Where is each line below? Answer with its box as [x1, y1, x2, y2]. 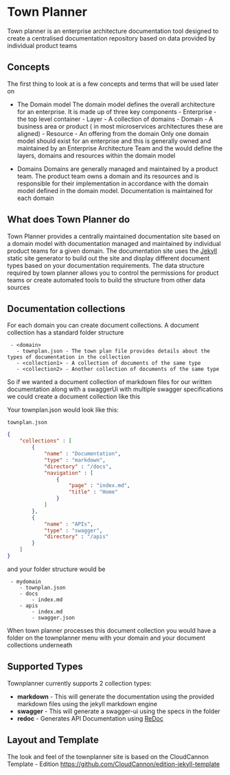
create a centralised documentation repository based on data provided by [7, 34, 216, 42]
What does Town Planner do [7, 214, 130, 225]
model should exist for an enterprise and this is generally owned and [16, 137, 211, 145]
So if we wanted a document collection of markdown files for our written [7, 378, 212, 386]
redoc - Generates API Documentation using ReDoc [16, 714, 163, 722]
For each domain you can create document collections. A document [7, 321, 199, 330]
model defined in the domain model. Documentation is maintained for [16, 186, 214, 194]
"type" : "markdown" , [43, 456, 106, 464]
